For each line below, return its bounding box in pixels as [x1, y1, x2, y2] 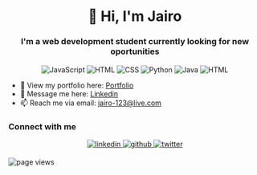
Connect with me [8, 121, 76, 132]
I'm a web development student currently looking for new [20, 36, 250, 47]
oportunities [110, 46, 160, 57]
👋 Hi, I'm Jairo [88, 7, 182, 26]
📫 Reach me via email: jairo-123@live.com [19, 98, 162, 108]
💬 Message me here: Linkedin [19, 89, 119, 99]
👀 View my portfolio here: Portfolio [19, 80, 134, 91]
